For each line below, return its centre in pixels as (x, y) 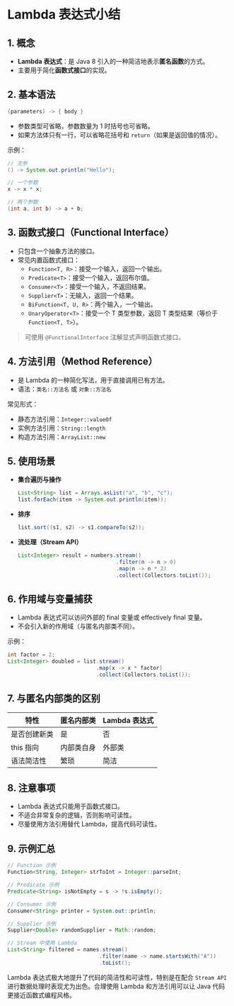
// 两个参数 (23, 202)
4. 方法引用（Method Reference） (82, 361)
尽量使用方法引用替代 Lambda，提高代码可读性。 (89, 824)
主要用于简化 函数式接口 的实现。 (64, 70)
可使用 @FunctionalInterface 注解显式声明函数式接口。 (105, 337)
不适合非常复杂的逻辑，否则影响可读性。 (76, 815)
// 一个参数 (23, 183)
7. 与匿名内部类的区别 (54, 698)
